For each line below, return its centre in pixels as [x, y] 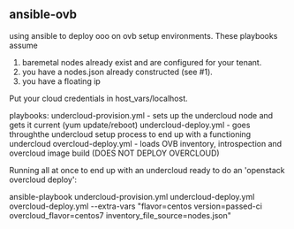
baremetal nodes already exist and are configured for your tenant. [142, 62]
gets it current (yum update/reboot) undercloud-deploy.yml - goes [130, 125]
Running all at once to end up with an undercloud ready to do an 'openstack [147, 170]
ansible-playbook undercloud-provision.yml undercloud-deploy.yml [132, 196]
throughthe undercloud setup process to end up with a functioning [130, 134]
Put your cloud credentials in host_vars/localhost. [98, 98]
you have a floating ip [61, 81]
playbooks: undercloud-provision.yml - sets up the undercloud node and [141, 115]
